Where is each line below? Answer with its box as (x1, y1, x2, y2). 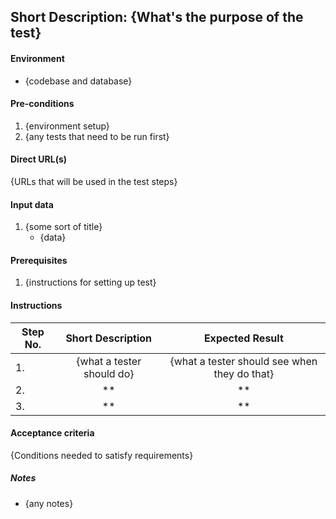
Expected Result (203, 331, 284, 345)
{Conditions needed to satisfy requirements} (10, 449, 194, 461)
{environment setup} (24, 120, 110, 132)
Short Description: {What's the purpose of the (10, 9, 304, 26)
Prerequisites (10, 254, 68, 266)
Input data (10, 198, 54, 210)
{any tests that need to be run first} (24, 130, 170, 142)
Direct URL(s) (10, 153, 68, 165)
